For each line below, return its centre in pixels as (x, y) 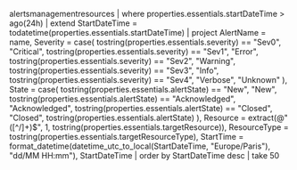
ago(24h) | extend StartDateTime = (74, 23)
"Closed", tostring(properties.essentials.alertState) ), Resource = (128, 117)
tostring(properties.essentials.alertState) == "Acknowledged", (123, 99)
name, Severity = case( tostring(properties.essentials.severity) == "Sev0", (145, 42)
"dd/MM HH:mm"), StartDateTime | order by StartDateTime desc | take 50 (144, 155)
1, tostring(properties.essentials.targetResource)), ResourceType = (166, 127)
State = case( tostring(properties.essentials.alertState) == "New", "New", (143, 89)
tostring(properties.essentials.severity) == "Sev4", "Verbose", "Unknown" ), (148, 80)
